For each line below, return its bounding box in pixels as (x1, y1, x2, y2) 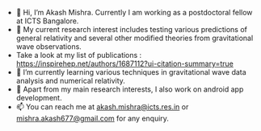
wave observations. (15, 42, 82, 51)
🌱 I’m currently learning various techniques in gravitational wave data (15, 68, 246, 76)
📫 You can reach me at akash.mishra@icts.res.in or (15, 102, 189, 112)
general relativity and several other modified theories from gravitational (15, 33, 254, 43)
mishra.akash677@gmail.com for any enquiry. (15, 113, 170, 123)
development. (15, 93, 62, 102)
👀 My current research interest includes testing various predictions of (15, 25, 248, 34)
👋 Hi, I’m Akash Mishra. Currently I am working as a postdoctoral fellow (15, 8, 253, 17)
